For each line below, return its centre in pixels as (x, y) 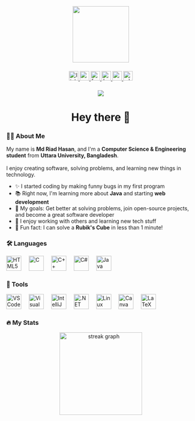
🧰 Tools (17, 284)
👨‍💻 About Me (25, 136)
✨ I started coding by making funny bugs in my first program (90, 186)
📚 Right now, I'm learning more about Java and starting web (90, 193)
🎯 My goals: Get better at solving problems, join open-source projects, (102, 208)
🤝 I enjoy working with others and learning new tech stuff (85, 221)
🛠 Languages (27, 244)
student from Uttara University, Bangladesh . (62, 156)
